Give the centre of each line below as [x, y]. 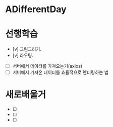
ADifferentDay [36, 9]
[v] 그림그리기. [27, 49]
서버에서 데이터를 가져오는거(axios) [47, 66]
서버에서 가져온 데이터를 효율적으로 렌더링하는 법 [60, 72]
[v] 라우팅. [23, 55]
